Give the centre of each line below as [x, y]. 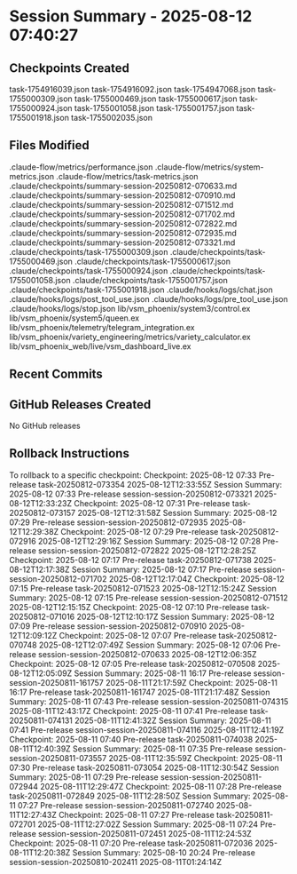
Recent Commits [56, 374]
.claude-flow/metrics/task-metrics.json [127, 176]
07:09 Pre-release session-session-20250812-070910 [108, 626]
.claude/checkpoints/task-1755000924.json [89, 270]
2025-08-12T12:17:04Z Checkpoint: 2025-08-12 [197, 578]
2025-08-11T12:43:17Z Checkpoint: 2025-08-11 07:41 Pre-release [129, 711]
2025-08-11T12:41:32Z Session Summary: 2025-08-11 [173, 720]
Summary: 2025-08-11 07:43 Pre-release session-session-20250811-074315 [149, 701]
